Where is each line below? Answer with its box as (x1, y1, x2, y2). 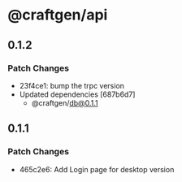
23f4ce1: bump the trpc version (19, 80, 125, 90)
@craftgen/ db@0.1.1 (31, 97, 98, 107)
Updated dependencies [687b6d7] (19, 89, 136, 99)
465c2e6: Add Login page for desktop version (19, 164, 175, 174)
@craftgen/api (7, 6, 108, 24)
